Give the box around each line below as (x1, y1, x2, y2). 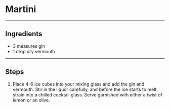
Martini (5, 4, 36, 15)
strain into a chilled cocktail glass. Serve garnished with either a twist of (12, 91, 163, 97)
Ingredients (5, 30, 42, 38)
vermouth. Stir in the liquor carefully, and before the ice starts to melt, (12, 86, 158, 92)
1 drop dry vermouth (12, 48, 55, 54)
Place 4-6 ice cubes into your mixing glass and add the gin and (12, 81, 145, 87)
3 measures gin (12, 43, 46, 49)
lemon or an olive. (12, 97, 50, 103)
